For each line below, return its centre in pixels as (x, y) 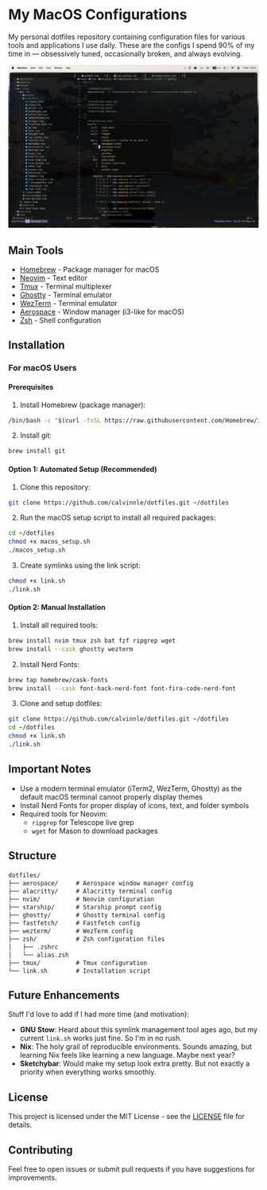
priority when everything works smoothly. (88, 1072)
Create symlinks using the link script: (80, 566)
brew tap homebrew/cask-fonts (58, 680)
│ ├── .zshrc (33, 947)
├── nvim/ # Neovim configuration (81, 899)
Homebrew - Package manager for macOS (89, 269)
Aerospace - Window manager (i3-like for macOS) (102, 312)
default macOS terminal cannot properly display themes (111, 797)
